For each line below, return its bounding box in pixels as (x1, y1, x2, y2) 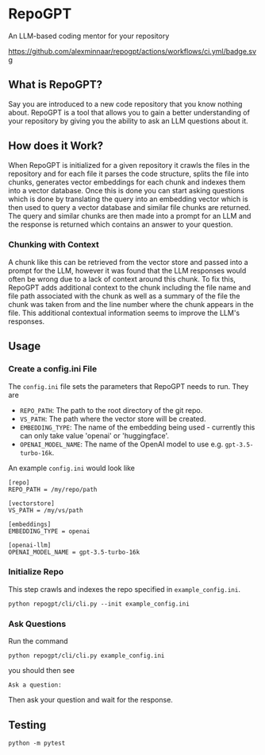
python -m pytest (8, 739, 66, 747)
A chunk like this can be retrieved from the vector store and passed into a (8, 257, 248, 267)
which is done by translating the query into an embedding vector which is (8, 194, 248, 204)
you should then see (8, 666, 75, 675)
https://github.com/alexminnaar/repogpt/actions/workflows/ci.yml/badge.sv (8, 46, 256, 56)
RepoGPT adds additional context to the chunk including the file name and (8, 282, 252, 292)
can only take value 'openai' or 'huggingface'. (19, 430, 169, 440)
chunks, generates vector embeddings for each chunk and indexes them (8, 177, 246, 187)
